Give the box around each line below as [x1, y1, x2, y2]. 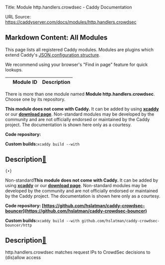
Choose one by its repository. [5, 96, 66, 102]
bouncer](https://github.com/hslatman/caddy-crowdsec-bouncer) [5, 208, 147, 214]
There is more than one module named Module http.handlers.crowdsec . [5, 91, 155, 97]
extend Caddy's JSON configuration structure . [5, 52, 100, 58]
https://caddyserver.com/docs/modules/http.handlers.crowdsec [5, 19, 137, 25]
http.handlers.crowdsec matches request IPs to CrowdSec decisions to [5, 249, 151, 255]
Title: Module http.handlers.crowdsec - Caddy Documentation [5, 4, 132, 10]
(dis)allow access [5, 255, 41, 261]
